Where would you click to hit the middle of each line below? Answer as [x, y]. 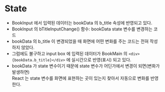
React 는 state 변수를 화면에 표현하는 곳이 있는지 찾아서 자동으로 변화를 [81, 78]
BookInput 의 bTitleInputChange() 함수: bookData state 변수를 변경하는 [82, 29]
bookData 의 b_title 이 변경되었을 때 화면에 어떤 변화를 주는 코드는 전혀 [80, 41]
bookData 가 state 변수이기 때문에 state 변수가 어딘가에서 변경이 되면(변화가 [86, 66]
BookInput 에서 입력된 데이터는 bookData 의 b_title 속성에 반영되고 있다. [82, 23]
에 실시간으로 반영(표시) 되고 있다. [99, 60]
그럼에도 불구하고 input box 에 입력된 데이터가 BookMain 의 [70, 53]
